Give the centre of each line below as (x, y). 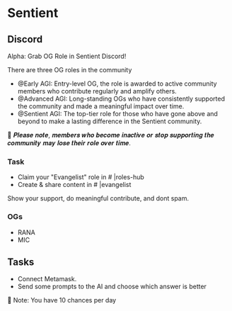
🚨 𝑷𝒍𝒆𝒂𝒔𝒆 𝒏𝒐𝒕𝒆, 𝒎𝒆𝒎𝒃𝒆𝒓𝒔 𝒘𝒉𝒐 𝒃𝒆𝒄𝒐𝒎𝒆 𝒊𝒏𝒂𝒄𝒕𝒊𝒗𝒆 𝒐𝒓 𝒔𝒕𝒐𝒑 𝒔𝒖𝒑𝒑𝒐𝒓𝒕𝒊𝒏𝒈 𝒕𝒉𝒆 (111, 135)
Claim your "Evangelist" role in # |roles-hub (81, 177)
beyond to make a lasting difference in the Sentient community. (110, 121)
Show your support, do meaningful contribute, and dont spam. (98, 198)
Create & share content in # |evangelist (74, 185)
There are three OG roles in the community (70, 70)
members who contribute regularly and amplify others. (97, 91)
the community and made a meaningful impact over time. (101, 106)
